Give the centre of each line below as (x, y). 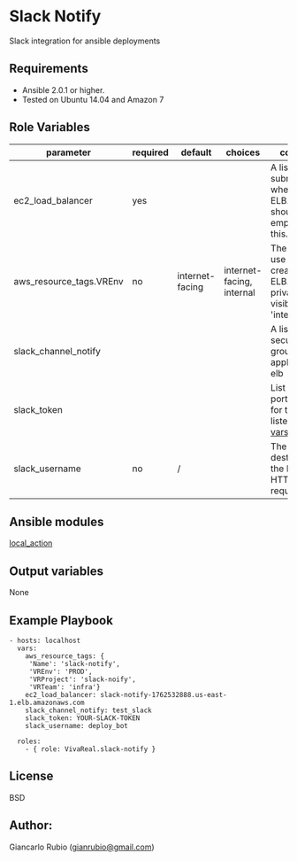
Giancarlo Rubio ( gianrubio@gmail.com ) (82, 847)
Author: (31, 826)
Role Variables (49, 127)
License (31, 776)
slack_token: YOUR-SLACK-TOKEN (83, 718)
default (196, 152)
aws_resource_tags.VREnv (69, 281)
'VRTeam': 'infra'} (65, 687)
